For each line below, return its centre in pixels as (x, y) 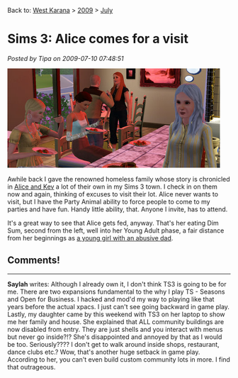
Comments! (34, 261)
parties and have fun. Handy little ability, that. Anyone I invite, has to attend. (118, 209)
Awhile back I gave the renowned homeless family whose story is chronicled (119, 179)
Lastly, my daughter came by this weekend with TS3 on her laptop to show (116, 314)
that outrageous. (32, 367)
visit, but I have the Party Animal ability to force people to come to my (109, 201)
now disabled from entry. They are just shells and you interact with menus (115, 329)
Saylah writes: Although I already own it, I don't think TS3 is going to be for (117, 284)
